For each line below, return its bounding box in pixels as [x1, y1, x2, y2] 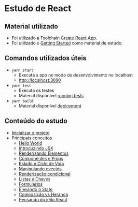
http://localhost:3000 [18, 77, 61, 83]
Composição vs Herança [18, 192, 68, 197]
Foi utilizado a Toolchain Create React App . [11, 35, 97, 41]
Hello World [18, 140, 42, 146]
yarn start [11, 68, 34, 73]
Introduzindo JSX [18, 145, 54, 151]
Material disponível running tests [18, 92, 84, 98]
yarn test [11, 83, 32, 88]
